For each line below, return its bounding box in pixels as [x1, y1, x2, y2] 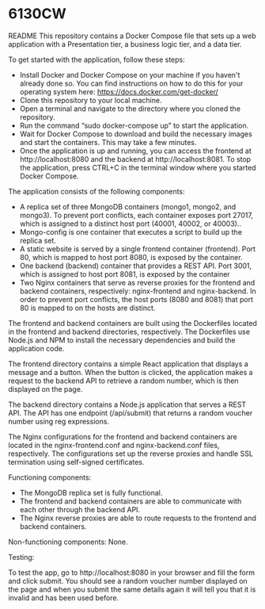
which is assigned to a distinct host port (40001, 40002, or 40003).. [19, 219, 241, 228]
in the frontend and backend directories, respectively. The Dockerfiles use [8, 327, 251, 336]
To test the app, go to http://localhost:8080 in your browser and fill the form [8, 568, 256, 577]
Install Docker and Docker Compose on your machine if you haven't [19, 70, 240, 79]
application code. [8, 343, 65, 353]
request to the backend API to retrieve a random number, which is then [8, 376, 239, 385]
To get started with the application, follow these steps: [8, 55, 186, 64]
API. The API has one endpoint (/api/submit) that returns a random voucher [8, 408, 253, 417]
